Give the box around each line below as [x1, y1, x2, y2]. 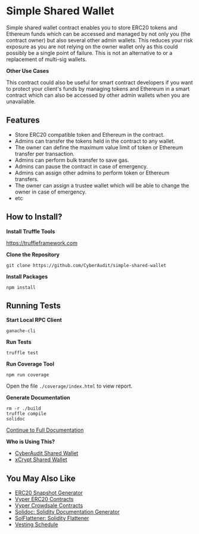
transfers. [14, 175, 39, 183]
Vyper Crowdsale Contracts [14, 502, 83, 509]
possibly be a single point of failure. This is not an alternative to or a [6, 49, 173, 56]
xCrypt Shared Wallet [14, 456, 67, 464]
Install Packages [6, 273, 48, 280]
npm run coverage [6, 372, 49, 378]
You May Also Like [6, 473, 76, 483]
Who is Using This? [6, 438, 55, 446]
